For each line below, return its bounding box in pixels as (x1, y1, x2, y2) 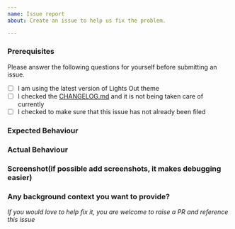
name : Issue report (7, 10, 65, 18)
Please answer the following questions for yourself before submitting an (7, 62, 217, 71)
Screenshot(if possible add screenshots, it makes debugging (7, 164, 222, 174)
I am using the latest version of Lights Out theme (17, 84, 159, 92)
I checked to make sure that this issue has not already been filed (17, 107, 206, 116)
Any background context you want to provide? (7, 191, 170, 201)
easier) (7, 172, 33, 182)
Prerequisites (7, 47, 55, 57)
